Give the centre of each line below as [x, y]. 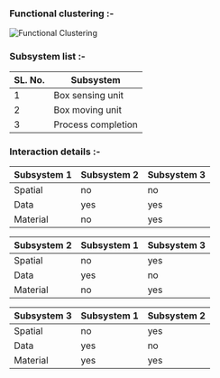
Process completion [96, 124]
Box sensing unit [89, 95]
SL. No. [29, 79]
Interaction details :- [55, 152]
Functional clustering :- [62, 14]
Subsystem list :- [47, 57]
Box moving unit [87, 109]
